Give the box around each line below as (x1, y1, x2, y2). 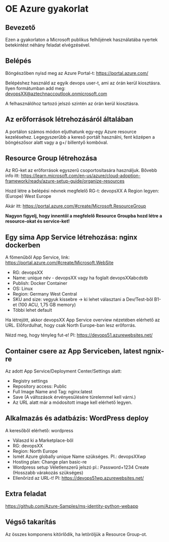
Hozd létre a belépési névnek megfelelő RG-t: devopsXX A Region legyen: (5, 188, 159, 194)
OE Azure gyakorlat (5, 3, 89, 15)
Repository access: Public (12, 383, 67, 390)
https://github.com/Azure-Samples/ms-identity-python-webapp (5, 503, 139, 509)
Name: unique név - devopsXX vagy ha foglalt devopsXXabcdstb (12, 275, 148, 281)
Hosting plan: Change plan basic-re (12, 458, 87, 465)
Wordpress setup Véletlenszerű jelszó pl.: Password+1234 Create (12, 464, 149, 470)
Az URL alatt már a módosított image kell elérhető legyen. (12, 399, 133, 405)
